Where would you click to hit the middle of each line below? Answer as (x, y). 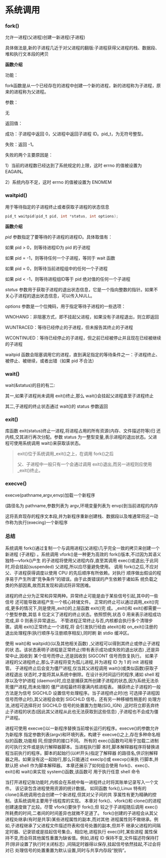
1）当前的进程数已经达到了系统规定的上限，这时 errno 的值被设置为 (74, 165)
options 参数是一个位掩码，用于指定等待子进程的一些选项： (65, 306)
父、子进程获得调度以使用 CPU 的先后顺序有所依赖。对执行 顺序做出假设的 (81, 573)
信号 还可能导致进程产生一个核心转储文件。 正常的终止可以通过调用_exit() (80, 602)
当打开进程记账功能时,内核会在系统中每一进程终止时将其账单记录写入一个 (80, 782)
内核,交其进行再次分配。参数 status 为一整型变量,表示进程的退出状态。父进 (81, 437)
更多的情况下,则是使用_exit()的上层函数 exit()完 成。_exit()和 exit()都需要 (84, 608)
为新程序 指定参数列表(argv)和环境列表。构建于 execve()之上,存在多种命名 (81, 734)
